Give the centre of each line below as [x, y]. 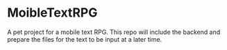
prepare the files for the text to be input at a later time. [85, 39]
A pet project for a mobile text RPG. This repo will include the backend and [114, 32]
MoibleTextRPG [52, 13]
